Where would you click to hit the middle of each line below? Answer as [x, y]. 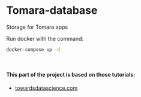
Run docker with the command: [45, 38]
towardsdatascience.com [46, 88]
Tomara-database [52, 10]
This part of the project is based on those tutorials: [71, 75]
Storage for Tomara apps [37, 27]
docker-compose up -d [33, 49]
